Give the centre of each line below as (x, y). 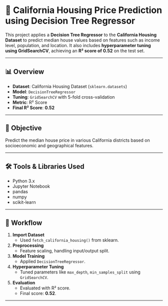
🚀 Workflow (24, 223)
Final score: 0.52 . (38, 293)
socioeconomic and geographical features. (49, 145)
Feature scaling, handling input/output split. (65, 251)
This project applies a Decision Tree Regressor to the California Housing (81, 35)
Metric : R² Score (30, 102)
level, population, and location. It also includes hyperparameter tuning (78, 45)
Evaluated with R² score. (45, 288)
